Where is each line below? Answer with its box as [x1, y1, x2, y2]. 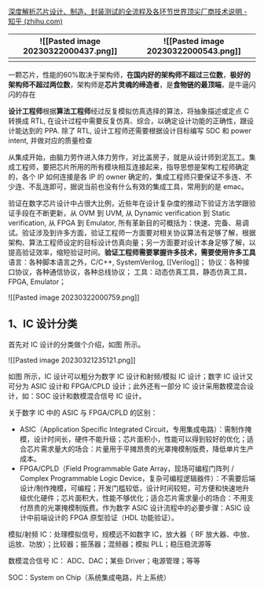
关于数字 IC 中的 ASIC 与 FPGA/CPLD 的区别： [8, 407, 158, 417]
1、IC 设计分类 [8, 317, 78, 331]
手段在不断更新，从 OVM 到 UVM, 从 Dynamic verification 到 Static [14, 209, 230, 217]
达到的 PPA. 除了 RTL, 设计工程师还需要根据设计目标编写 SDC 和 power [21, 126, 251, 135]
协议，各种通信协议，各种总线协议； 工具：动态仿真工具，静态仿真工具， [14, 268, 251, 276]
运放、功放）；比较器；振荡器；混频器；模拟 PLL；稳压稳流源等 [8, 539, 212, 548]
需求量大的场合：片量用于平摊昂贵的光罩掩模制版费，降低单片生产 [40, 444, 254, 453]
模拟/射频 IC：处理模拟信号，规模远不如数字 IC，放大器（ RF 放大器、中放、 [8, 529, 255, 539]
